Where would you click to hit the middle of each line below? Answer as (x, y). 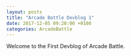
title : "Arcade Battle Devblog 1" (51, 18)
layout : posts (24, 12)
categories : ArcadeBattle (39, 29)
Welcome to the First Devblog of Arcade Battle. (66, 46)
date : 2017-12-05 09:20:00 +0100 (49, 23)
